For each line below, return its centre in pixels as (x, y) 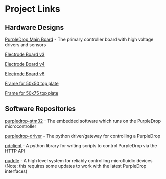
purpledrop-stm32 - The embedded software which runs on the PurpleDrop (83, 121)
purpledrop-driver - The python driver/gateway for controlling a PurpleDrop (83, 136)
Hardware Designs (34, 28)
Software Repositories (41, 109)
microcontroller (21, 126)
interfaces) (16, 171)
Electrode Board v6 (25, 74)
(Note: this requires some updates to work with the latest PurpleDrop (76, 166)
